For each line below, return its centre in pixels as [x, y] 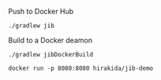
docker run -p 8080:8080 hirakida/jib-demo [81, 68]
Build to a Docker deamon [51, 40]
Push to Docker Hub [41, 11]
